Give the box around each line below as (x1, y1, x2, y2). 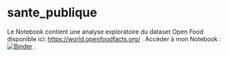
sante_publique (7, 5, 97, 21)
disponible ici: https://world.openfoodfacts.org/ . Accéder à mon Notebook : (7, 34, 221, 43)
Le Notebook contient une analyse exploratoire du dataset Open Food (7, 27, 204, 36)
